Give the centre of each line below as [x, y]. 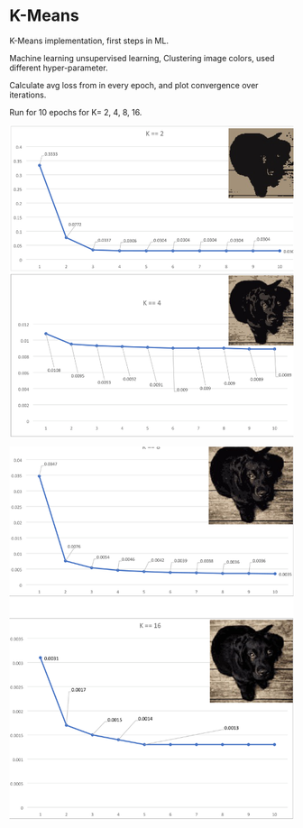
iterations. [28, 95]
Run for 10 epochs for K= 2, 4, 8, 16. [76, 112]
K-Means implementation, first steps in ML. [89, 41]
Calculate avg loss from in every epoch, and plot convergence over [134, 85]
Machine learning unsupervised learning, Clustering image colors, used [142, 58]
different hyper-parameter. [59, 68]
